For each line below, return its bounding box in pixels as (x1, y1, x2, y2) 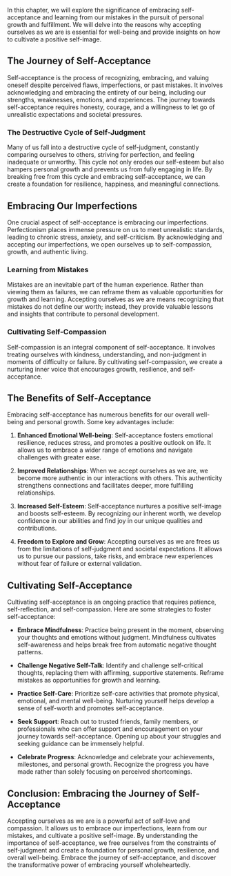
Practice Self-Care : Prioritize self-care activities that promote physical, (17, 689, 220, 698)
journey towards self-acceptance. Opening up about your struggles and (17, 732, 221, 741)
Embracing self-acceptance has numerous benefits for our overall (7, 410, 194, 419)
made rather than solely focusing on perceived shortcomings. (17, 768, 193, 776)
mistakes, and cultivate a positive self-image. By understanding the (7, 831, 199, 839)
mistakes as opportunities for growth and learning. (17, 676, 161, 685)
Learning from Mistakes (7, 265, 89, 274)
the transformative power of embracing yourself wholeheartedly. (7, 860, 191, 869)
